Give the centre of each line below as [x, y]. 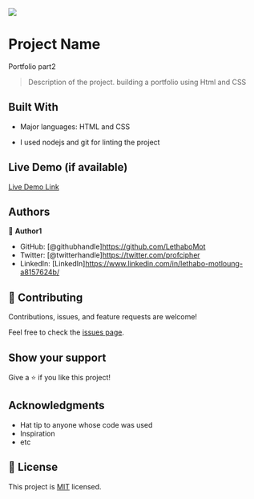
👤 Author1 [25, 231]
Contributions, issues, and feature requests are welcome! [103, 317]
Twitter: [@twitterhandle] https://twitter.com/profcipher [110, 255]
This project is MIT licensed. [55, 486]
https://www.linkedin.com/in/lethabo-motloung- [164, 264]
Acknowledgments [57, 406]
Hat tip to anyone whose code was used [86, 424]
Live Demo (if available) [68, 167]
